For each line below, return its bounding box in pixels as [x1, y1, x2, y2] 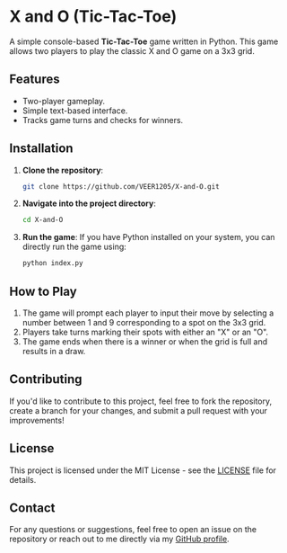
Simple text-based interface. [22, 105, 128, 116]
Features [9, 72, 60, 87]
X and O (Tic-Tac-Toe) [9, 6, 178, 27]
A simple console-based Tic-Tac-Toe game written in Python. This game [9, 36, 279, 47]
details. [9, 474, 37, 485]
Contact [9, 501, 56, 516]
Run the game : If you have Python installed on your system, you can [22, 232, 275, 243]
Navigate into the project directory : [22, 198, 157, 209]
